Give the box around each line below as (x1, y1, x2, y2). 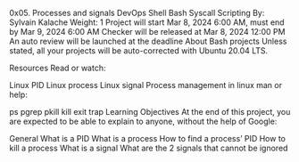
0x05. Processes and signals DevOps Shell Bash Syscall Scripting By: (9, 8, 265, 18)
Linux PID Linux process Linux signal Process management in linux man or (9, 80, 283, 90)
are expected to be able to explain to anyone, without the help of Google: (9, 116, 278, 126)
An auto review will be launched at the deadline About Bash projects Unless (9, 36, 287, 46)
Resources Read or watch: (9, 62, 106, 73)
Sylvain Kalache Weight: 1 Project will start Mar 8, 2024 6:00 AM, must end (9, 17, 285, 28)
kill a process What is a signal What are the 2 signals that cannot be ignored (9, 142, 288, 153)
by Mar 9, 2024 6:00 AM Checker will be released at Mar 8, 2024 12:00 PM (9, 27, 286, 36)
